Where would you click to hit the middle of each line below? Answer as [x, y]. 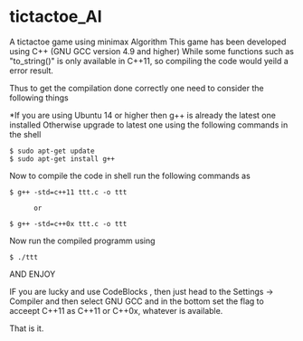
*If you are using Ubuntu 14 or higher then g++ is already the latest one [142, 115]
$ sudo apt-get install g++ [62, 159]
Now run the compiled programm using [82, 241]
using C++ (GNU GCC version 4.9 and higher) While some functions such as [151, 51]
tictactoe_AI [56, 17]
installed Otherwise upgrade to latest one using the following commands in [149, 125]
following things [39, 98]
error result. [32, 71]
